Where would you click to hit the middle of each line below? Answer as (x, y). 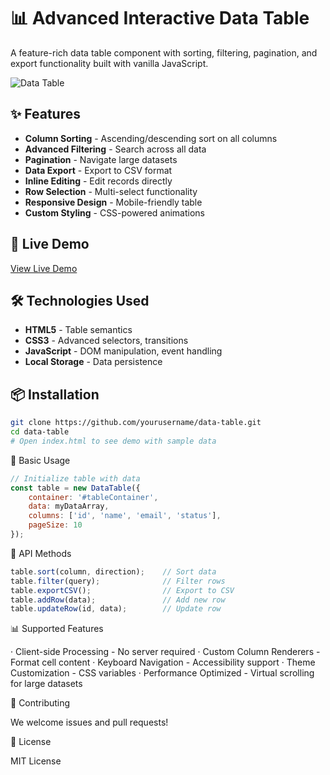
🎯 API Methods (41, 553)
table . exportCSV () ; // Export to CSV (122, 590)
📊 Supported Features (57, 629)
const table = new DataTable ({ (75, 488)
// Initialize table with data (75, 478)
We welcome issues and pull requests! (89, 722)
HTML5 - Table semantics (78, 330)
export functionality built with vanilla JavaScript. (109, 63)
